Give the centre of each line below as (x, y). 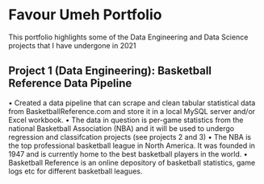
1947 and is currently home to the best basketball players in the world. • (128, 153)
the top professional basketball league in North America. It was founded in (132, 145)
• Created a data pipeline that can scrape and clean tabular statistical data (132, 103)
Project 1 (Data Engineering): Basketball (110, 71)
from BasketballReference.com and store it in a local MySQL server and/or (132, 111)
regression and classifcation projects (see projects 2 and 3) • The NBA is (130, 137)
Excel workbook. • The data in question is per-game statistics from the (126, 120)
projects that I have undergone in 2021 (72, 45)
